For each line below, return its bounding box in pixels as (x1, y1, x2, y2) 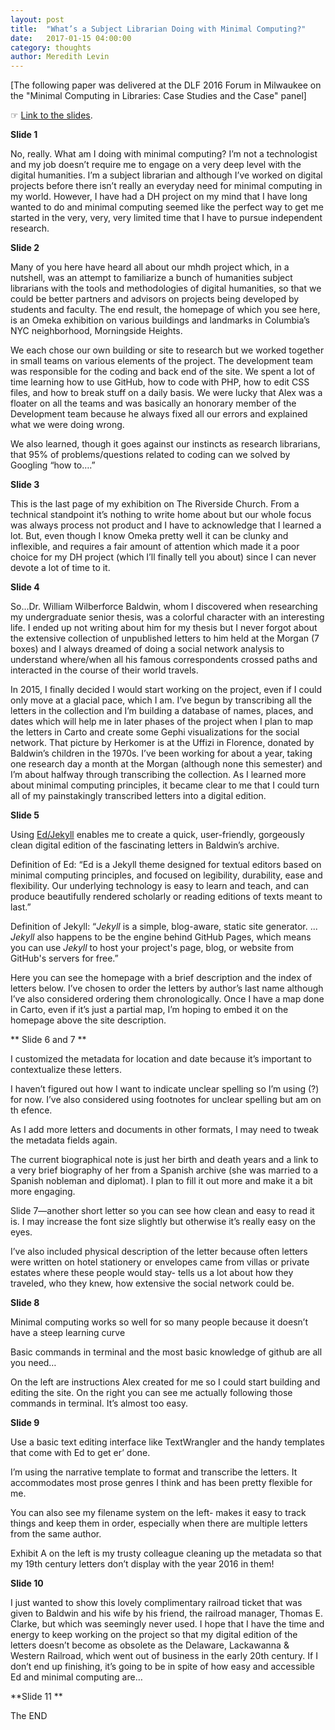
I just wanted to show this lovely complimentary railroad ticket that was (10, 1597, 303, 1609)
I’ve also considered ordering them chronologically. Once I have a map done (10, 993, 325, 1005)
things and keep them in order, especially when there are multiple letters (10, 1517, 308, 1530)
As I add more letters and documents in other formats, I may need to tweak (10, 1124, 320, 1136)
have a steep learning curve (10, 1327, 126, 1339)
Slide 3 (10, 479, 40, 491)
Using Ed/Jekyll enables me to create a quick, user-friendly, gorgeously (10, 829, 305, 841)
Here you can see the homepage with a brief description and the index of (10, 972, 313, 984)
